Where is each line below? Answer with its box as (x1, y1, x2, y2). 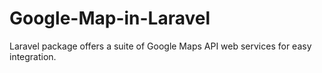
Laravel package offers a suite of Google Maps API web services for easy (9, 40, 312, 52)
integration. (9, 50, 57, 62)
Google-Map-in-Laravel (9, 7, 211, 30)
